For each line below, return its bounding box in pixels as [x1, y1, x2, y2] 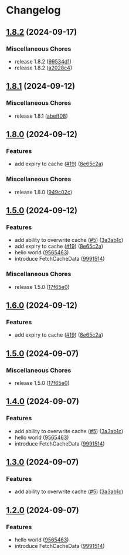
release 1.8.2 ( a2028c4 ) [14, 64, 73, 71]
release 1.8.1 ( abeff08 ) [14, 112, 69, 119]
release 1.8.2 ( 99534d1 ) [14, 58, 72, 65]
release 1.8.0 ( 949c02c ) [14, 188, 73, 195]
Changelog [6, 4, 61, 17]
